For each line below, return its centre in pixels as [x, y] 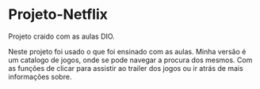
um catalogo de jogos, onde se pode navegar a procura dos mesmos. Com [130, 60]
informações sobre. [40, 76]
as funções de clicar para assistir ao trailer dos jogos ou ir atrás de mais [126, 68]
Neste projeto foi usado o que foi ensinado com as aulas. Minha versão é [127, 51]
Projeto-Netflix [58, 15]
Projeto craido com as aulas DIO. [61, 36]
